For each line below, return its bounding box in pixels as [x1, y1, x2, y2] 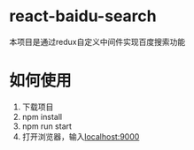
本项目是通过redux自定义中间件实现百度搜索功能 [9, 36, 186, 47]
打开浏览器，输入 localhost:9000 [21, 131, 140, 142]
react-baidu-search [9, 6, 157, 26]
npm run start [21, 121, 73, 131]
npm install [21, 111, 63, 122]
